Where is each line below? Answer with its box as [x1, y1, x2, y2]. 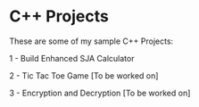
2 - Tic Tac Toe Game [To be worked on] [9, 70, 159, 81]
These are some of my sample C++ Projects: [9, 36, 174, 46]
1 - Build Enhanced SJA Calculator [9, 53, 135, 63]
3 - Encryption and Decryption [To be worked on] [9, 87, 191, 98]
